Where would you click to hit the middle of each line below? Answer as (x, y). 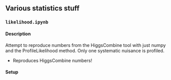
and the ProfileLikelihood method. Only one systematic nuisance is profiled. (85, 50)
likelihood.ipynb (27, 22)
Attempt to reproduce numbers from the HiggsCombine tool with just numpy (86, 45)
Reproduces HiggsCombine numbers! (52, 60)
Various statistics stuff (42, 8)
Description (18, 34)
